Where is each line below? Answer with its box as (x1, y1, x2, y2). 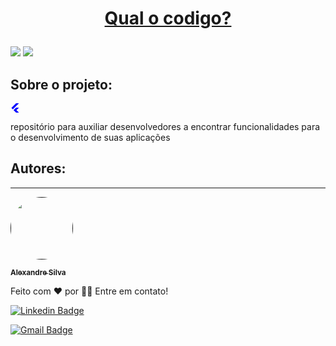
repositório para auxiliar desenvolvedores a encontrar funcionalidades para (10, 121, 321, 132)
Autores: (10, 160, 67, 177)
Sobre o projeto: (10, 76, 113, 93)
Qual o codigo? (104, 7, 232, 30)
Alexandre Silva (10, 267, 67, 277)
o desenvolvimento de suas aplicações (10, 132, 171, 143)
